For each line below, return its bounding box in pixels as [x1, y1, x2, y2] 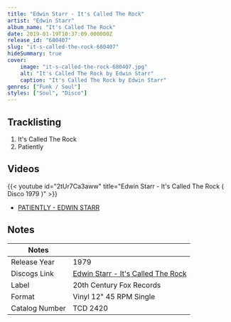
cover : [7, 57, 27, 64]
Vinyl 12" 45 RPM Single [72, 291, 156, 301]
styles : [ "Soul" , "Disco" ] [7, 90, 87, 97]
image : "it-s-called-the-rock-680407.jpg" [20, 63, 148, 70]
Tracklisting [7, 116, 62, 128]
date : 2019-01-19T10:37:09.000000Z [7, 30, 113, 38]
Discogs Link [11, 268, 55, 278]
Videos [7, 163, 40, 175]
